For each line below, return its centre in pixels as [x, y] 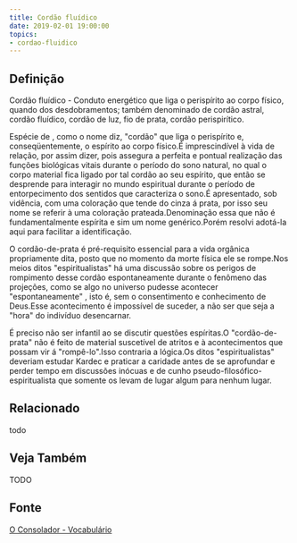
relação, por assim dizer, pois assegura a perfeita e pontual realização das [146, 156]
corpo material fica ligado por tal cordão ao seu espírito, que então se [137, 174]
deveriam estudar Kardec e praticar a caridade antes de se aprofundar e [142, 361]
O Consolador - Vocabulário [61, 530]
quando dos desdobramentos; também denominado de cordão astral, [137, 110]
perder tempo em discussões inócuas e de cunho [100, 371]
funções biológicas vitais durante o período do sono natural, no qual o [138, 165]
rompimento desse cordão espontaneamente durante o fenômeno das [138, 277]
